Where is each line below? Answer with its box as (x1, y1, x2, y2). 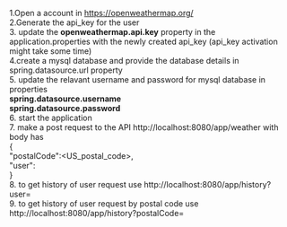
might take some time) (9, 46, 92, 57)
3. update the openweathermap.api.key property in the (9, 27, 216, 37)
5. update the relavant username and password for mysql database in (9, 74, 266, 84)
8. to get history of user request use (9, 179, 143, 189)
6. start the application (9, 112, 92, 123)
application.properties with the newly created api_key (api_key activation (9, 36, 278, 47)
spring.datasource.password (9, 103, 121, 113)
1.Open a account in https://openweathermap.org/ (9, 8, 195, 18)
